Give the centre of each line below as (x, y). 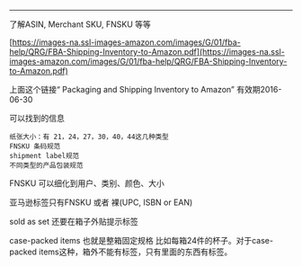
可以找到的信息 (37, 118)
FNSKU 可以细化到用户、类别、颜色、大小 (87, 183)
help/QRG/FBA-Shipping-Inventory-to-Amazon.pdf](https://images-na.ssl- (147, 52)
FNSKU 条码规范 (35, 146)
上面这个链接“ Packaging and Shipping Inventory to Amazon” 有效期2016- (146, 89)
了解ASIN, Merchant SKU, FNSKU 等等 (80, 24)
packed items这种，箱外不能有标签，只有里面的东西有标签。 (121, 252)
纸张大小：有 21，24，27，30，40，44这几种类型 (89, 137)
